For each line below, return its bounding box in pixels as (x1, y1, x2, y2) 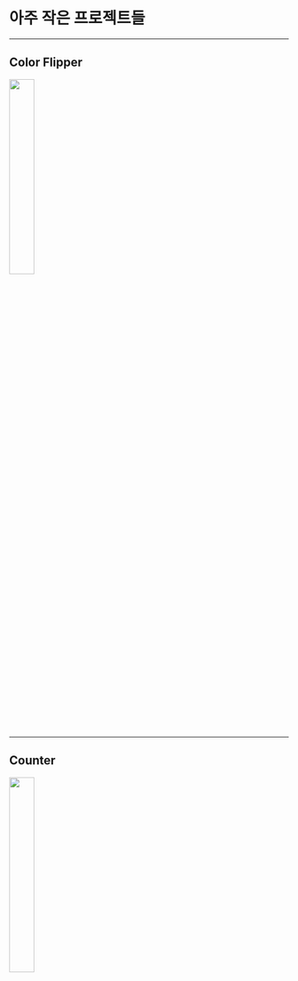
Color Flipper (9, 55, 82, 70)
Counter (9, 753, 56, 769)
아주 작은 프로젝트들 (9, 8, 146, 28)
